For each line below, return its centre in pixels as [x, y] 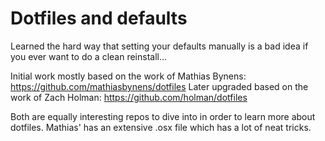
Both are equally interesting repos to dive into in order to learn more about [163, 116]
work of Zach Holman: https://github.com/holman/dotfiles [129, 97]
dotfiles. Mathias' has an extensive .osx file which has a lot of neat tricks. [161, 127]
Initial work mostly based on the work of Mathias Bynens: [128, 76]
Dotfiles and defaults [99, 18]
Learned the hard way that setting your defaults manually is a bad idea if [159, 46]
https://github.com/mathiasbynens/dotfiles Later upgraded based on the [159, 86]
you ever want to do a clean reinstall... [89, 56]
